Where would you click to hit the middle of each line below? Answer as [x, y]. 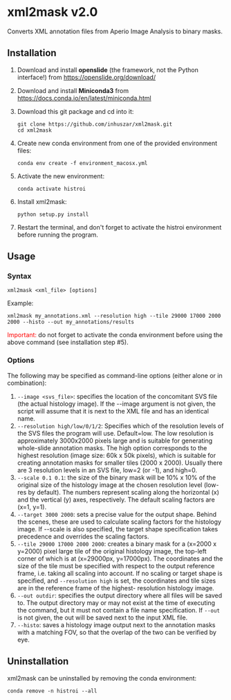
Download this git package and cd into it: [75, 111]
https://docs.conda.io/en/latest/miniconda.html [84, 98]
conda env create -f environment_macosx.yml [82, 163]
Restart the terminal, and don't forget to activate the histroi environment [119, 227]
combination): [27, 383]
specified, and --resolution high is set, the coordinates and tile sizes [117, 581]
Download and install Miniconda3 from [73, 90]
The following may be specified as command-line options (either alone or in [115, 375]
